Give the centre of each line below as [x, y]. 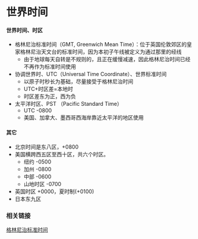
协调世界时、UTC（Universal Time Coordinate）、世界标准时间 [91, 74]
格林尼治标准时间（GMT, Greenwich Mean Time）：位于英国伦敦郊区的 [101, 45]
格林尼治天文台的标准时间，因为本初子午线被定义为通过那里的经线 [101, 52]
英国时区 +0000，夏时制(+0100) [54, 191]
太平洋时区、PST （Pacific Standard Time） [68, 104]
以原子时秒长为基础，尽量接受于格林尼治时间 [78, 81]
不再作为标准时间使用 [50, 67]
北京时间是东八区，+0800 [47, 147]
